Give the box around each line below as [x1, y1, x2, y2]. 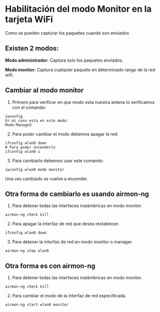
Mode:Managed [5, 122, 32, 127]
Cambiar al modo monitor [5, 86, 84, 95]
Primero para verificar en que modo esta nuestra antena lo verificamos [12, 99, 155, 105]
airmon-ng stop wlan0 [5, 248, 49, 253]
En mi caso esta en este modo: [5, 118, 69, 123]
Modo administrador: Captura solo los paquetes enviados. [5, 57, 123, 63]
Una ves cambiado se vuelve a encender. [5, 175, 88, 182]
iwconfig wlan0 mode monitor [5, 167, 64, 172]
